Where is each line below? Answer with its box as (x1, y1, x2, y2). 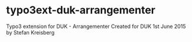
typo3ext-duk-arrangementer (6, 3, 155, 17)
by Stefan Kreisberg (6, 29, 55, 36)
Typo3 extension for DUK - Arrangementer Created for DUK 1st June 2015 (6, 23, 186, 30)
